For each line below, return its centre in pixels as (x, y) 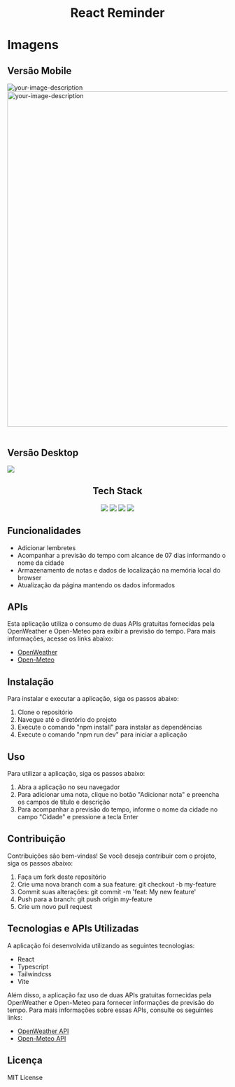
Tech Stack (117, 491)
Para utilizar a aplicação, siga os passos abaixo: (76, 774)
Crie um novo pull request (55, 906)
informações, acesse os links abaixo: (60, 638)
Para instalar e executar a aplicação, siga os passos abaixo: (93, 699)
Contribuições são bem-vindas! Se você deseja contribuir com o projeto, (112, 856)
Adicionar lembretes (47, 547)
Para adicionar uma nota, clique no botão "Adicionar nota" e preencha (118, 795)
